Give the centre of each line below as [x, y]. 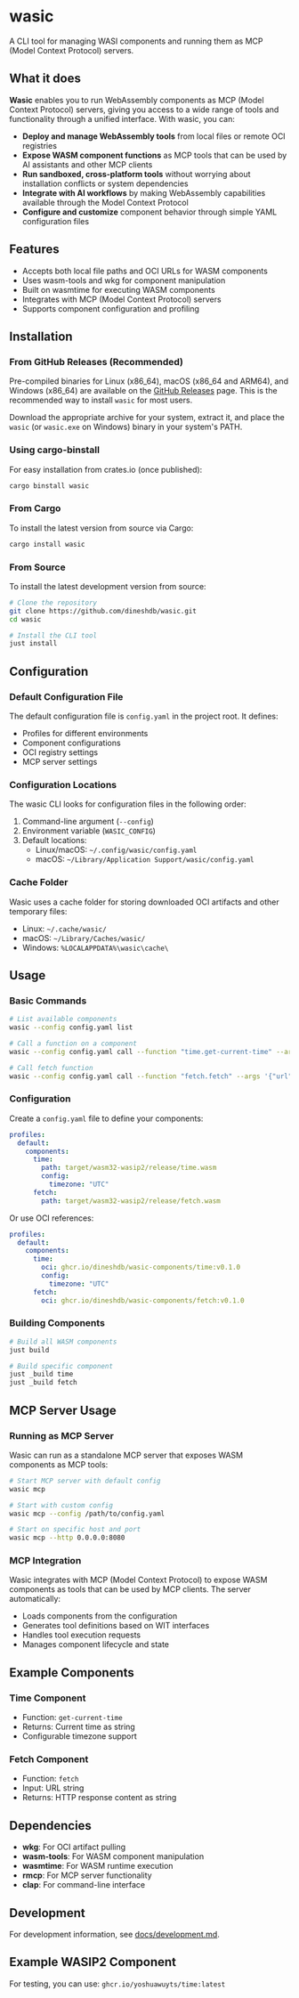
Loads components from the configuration [100, 1616]
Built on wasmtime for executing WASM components [118, 289]
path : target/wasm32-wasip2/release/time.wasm [129, 1168]
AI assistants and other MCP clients [87, 164]
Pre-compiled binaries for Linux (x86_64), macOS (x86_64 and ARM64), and [149, 381]
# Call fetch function [51, 1068]
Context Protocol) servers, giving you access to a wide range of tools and [144, 110]
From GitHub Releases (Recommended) [97, 361]
